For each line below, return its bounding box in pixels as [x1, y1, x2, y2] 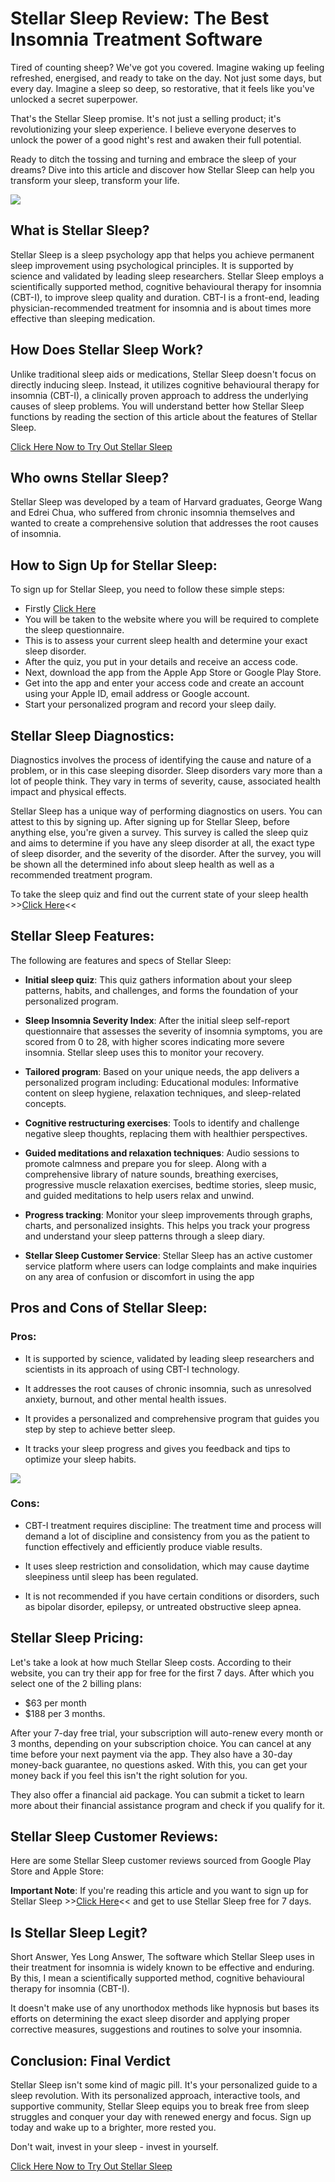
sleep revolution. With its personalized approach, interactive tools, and [10, 2090, 301, 2102]
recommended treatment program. [10, 869, 153, 881]
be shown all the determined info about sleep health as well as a [10, 858, 275, 870]
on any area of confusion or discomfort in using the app [24, 1270, 255, 1282]
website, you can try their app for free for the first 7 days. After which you [10, 1667, 315, 1679]
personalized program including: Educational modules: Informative [24, 1076, 299, 1088]
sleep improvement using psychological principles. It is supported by [10, 259, 294, 271]
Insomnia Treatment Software [10, 28, 263, 51]
